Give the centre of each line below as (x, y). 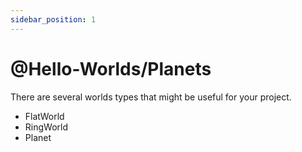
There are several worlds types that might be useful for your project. (151, 97)
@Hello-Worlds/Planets (111, 68)
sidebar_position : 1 (53, 19)
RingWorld (46, 127)
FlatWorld (44, 116)
